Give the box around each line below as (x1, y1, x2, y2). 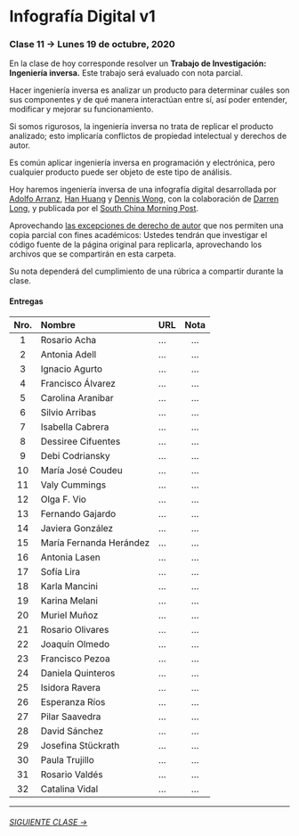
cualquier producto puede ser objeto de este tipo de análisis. (9, 167, 232, 177)
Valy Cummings (40, 479, 107, 491)
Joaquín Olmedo (40, 637, 110, 650)
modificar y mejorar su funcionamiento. (9, 104, 154, 115)
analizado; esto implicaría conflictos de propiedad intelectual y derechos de (9, 131, 287, 142)
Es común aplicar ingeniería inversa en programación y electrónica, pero (9, 158, 276, 168)
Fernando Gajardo (40, 507, 117, 520)
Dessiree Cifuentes (40, 435, 121, 447)
